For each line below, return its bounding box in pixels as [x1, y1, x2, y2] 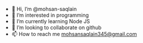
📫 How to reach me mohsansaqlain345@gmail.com [11, 31, 137, 37]
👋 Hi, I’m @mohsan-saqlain [11, 6, 77, 12]
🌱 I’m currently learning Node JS [11, 18, 90, 24]
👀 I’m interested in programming [11, 12, 89, 19]
